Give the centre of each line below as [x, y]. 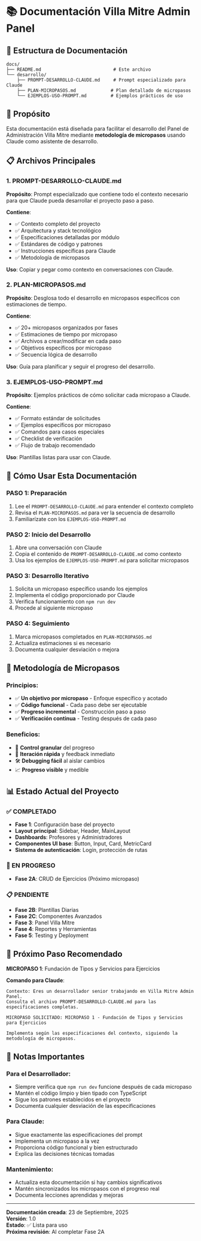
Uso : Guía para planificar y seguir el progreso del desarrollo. [81, 366]
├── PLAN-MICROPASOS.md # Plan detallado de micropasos [104, 91]
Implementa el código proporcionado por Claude [75, 595]
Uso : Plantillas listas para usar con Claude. [59, 457]
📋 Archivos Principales [51, 161]
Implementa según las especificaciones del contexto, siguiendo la [92, 1033]
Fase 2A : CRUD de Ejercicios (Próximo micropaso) [77, 878]
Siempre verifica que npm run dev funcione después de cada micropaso [103, 1087]
